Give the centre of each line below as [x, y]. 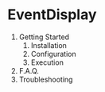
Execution [47, 62]
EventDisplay [52, 15]
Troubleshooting [46, 79]
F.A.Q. [29, 70]
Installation [49, 45]
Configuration [53, 54]
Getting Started [44, 37]
